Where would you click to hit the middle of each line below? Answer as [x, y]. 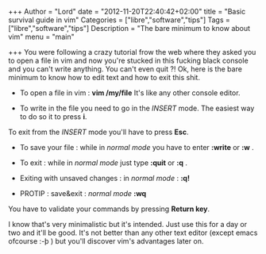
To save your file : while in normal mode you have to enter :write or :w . [137, 147]
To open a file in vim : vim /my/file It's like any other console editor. [130, 93]
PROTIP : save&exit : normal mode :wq [83, 193]
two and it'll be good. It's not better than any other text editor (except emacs [133, 233]
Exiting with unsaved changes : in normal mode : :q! [105, 178]
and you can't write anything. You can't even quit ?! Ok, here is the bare [125, 69]
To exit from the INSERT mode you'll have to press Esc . [98, 132]
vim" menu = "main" [41, 37]
